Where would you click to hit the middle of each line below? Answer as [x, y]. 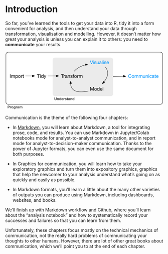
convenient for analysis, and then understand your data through [71, 28]
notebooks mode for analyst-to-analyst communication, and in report [84, 138]
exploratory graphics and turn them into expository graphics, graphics [85, 169]
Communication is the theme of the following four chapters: [67, 118]
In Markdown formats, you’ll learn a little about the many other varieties [86, 190]
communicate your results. [33, 44]
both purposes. [28, 154]
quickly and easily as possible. [44, 180]
